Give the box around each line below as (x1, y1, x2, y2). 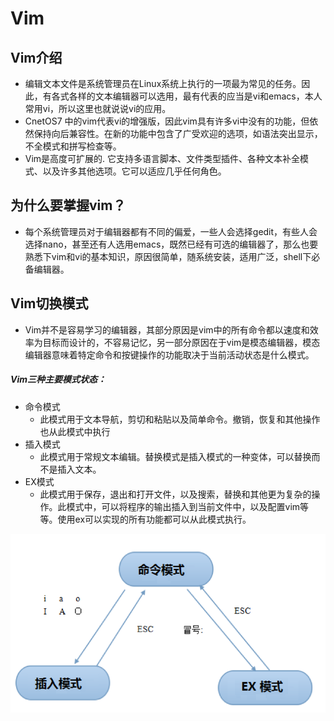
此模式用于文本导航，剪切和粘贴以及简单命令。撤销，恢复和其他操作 (39, 413, 321, 425)
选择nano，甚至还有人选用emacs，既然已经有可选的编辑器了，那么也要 (24, 238, 319, 250)
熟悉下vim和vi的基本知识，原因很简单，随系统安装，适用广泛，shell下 (24, 250, 312, 262)
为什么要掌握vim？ (10, 197, 127, 214)
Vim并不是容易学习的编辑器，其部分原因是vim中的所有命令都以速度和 (24, 323, 310, 336)
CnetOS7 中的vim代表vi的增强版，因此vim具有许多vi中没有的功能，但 (24, 115, 310, 127)
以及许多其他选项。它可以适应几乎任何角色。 (42, 165, 227, 177)
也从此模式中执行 (39, 425, 111, 437)
